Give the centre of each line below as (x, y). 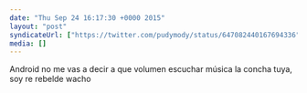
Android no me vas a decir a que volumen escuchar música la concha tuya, (151, 69)
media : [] (28, 43)
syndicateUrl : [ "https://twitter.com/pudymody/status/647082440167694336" (155, 35)
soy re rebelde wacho (50, 79)
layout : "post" (38, 26)
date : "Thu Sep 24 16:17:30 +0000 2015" (88, 18)
